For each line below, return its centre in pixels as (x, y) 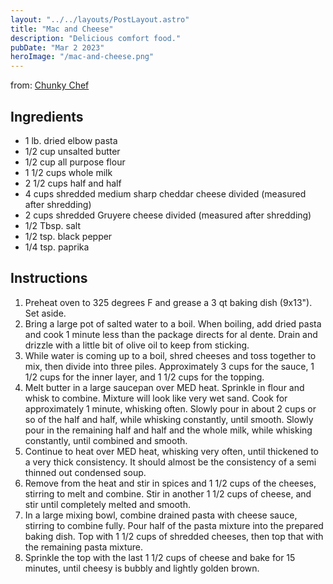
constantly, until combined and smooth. (106, 440)
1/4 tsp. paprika (57, 247)
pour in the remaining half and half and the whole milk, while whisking (168, 430)
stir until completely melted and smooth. (107, 504)
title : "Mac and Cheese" (62, 29)
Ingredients (47, 116)
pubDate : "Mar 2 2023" (57, 47)
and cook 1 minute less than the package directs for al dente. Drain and (171, 334)
